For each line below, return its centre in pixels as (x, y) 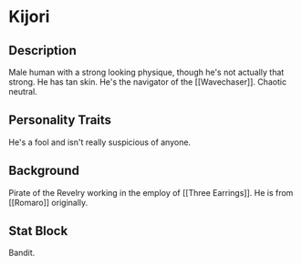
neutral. (23, 92)
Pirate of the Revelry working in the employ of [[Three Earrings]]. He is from (151, 192)
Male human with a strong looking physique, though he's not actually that (146, 72)
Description (42, 51)
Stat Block (38, 231)
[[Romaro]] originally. (48, 202)
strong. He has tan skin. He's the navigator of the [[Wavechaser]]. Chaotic (148, 82)
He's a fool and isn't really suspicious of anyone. (100, 142)
